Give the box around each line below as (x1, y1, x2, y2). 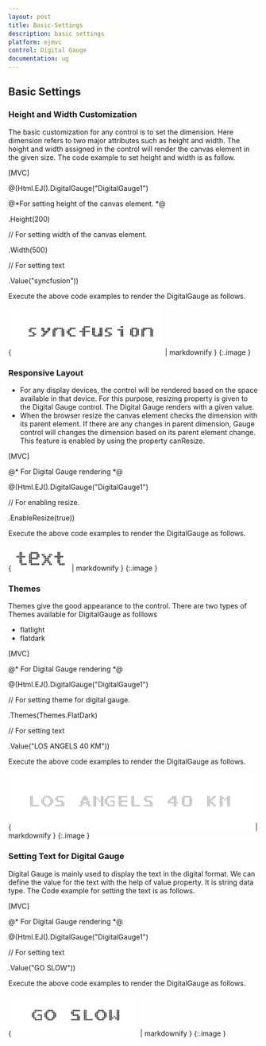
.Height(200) (8, 214, 50, 224)
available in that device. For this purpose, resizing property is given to (19, 394, 249, 403)
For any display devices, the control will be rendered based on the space (19, 385, 258, 395)
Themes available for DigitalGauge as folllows (8, 609, 157, 620)
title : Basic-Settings (8, 21, 83, 29)
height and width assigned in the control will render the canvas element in (8, 144, 250, 154)
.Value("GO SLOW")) (8, 962, 76, 972)
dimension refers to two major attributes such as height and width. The (8, 135, 241, 145)
